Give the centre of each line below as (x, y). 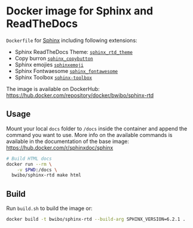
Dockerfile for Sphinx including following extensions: (72, 40)
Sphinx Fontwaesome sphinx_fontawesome (66, 71)
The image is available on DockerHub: (53, 89)
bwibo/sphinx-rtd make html (47, 175)
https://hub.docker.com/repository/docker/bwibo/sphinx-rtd (80, 95)
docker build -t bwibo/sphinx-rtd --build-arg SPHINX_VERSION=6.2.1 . (96, 220)
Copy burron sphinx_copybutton (54, 58)
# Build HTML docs (29, 159)
